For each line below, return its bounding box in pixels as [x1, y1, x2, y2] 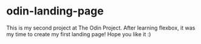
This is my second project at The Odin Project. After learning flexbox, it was [6, 24, 196, 31]
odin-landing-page [6, 4, 104, 18]
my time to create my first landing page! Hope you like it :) [6, 30, 151, 37]
